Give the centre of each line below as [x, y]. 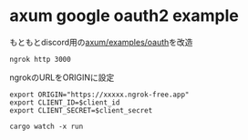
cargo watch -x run [46, 126]
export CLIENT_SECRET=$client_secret [81, 110]
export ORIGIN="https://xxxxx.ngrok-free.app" [99, 95]
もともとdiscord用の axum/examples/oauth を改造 [101, 42]
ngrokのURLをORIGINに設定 [62, 77]
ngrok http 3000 [40, 59]
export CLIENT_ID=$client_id [65, 102]
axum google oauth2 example [124, 16]
